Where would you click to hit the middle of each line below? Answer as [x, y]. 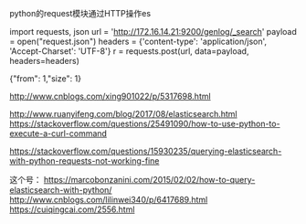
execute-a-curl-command [58, 133]
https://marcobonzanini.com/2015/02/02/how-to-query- [149, 180]
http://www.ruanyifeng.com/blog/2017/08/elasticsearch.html [123, 114]
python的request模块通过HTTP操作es [80, 13]
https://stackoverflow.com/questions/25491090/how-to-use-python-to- [145, 123]
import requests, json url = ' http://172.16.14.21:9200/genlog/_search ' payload [153, 32]
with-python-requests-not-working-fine [84, 161]
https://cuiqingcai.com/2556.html [72, 209]
